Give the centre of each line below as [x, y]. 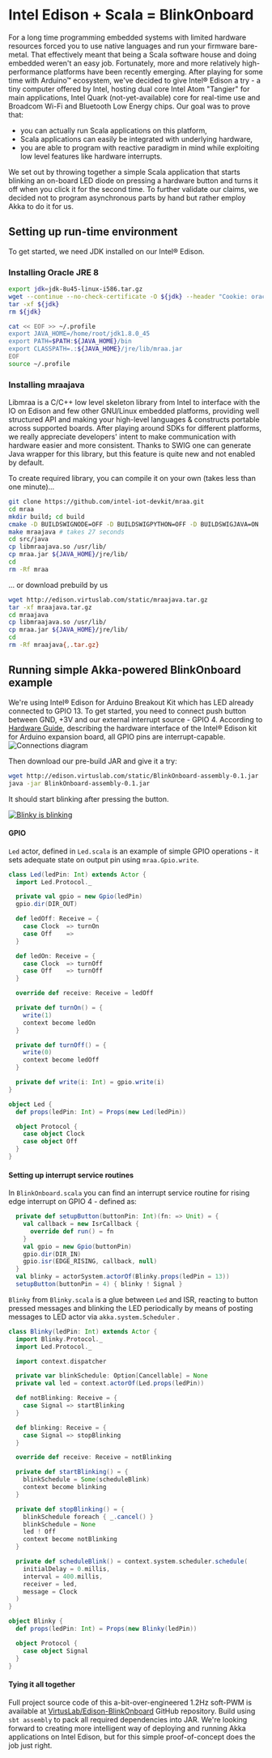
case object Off [51, 1142]
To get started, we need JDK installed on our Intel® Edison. [106, 251]
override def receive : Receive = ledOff [85, 994]
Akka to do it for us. [41, 206]
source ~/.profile [39, 364]
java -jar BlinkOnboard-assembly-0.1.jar [79, 783]
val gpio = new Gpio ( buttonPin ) [77, 1246]
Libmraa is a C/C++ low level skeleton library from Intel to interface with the [134, 402]
